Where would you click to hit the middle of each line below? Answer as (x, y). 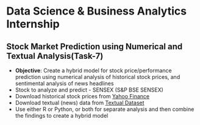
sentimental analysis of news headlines (64, 83)
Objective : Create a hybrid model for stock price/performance (93, 70)
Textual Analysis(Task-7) (55, 56)
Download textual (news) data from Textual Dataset (80, 103)
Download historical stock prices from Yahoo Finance (82, 96)
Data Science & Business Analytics (97, 11)
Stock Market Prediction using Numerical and (95, 46)
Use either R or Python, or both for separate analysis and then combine (105, 109)
